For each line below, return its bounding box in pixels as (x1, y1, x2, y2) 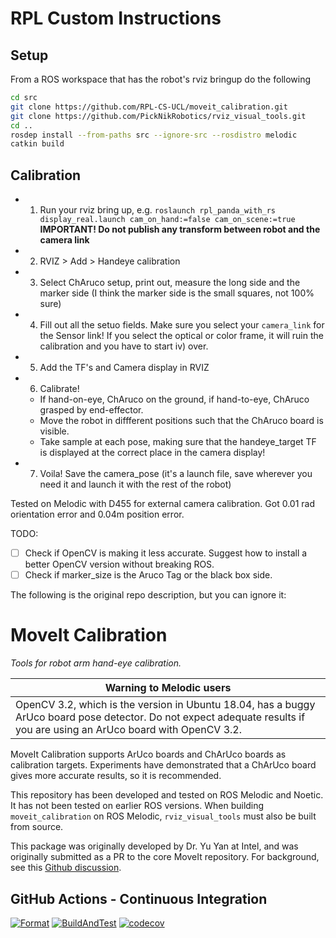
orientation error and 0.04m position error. (10, 508, 185, 521)
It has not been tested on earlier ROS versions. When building (10, 800, 265, 812)
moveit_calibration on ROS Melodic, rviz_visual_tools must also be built (10, 810, 317, 822)
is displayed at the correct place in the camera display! (39, 447, 266, 459)
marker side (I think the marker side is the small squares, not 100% (39, 287, 315, 299)
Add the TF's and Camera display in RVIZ (39, 362, 210, 374)
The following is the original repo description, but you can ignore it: (10, 589, 287, 601)
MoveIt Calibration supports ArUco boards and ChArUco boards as (10, 748, 287, 761)
